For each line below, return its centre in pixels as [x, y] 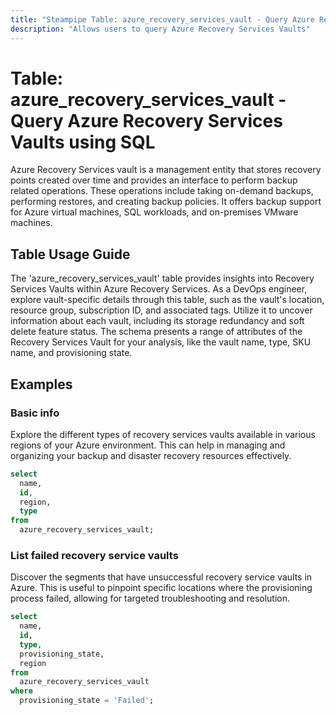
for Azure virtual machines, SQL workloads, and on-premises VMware [154, 212]
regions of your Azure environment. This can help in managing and [148, 445]
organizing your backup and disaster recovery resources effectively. [151, 455]
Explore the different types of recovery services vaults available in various [163, 434]
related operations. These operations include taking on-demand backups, [162, 191]
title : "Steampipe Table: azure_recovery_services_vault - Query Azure [162, 19]
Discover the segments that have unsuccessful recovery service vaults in [161, 577]
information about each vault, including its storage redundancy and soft [157, 321]
